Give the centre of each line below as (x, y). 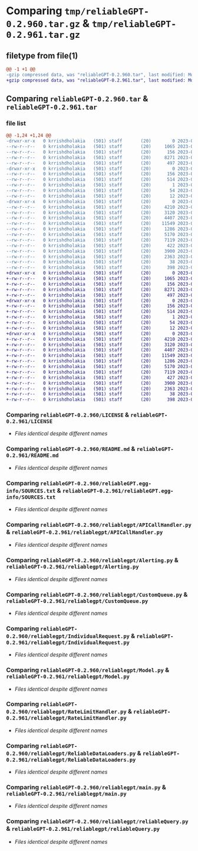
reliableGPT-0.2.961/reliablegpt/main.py (66, 794)
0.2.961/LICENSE (29, 422)
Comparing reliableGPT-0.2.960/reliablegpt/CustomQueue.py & (97, 594)
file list (16, 123)
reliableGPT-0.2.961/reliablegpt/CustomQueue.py (77, 601)
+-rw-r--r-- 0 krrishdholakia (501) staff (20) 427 (91, 378)
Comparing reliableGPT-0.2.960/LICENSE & (68, 415)
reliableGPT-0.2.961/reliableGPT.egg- (118, 491)
